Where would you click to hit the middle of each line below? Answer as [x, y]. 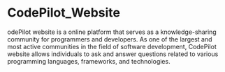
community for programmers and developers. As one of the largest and [110, 39]
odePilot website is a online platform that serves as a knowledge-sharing [112, 32]
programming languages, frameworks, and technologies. [89, 61]
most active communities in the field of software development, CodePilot [112, 46]
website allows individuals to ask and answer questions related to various [113, 54]
